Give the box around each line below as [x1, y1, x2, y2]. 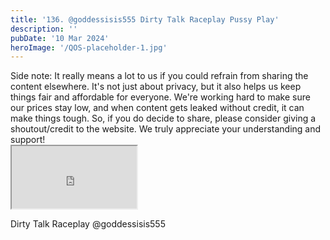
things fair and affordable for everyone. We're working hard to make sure [10, 91, 311, 103]
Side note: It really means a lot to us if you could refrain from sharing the [10, 70, 309, 82]
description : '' [10, 24, 78, 34]
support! [10, 134, 46, 146]
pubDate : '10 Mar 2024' [10, 33, 110, 43]
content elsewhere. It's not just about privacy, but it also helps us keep [10, 81, 302, 93]
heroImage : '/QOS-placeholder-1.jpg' [10, 42, 168, 53]
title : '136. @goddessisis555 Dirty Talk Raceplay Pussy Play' [10, 14, 280, 25]
